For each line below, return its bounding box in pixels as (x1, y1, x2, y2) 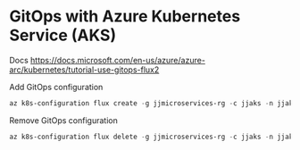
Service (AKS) (9, 25, 117, 46)
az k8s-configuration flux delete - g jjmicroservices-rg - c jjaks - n (9, 132, 274, 141)
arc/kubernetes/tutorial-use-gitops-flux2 (9, 64, 160, 75)
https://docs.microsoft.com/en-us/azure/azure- (29, 54, 205, 65)
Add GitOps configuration (9, 81, 104, 92)
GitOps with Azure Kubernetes (9, 6, 241, 27)
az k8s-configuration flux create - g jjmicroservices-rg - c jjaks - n (9, 98, 274, 108)
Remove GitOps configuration (9, 114, 118, 126)
